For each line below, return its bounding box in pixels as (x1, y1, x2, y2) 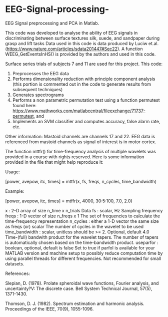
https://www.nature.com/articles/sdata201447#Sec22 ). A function (6, 46, 143, 52)
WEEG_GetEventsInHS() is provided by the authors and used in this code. (5, 51, 156, 57)
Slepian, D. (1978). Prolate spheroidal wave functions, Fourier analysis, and (5, 280, 159, 286)
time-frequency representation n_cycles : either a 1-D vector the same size (5, 218, 159, 224)
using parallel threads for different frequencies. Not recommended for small (5, 255, 161, 261)
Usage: (5, 169, 20, 175)
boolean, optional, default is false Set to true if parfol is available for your (5, 244, 155, 251)
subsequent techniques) (12, 86, 63, 92)
